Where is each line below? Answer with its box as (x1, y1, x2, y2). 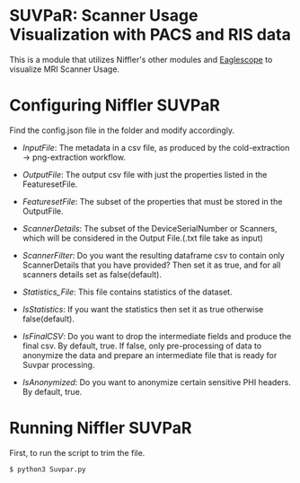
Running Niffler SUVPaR (9, 418, 192, 438)
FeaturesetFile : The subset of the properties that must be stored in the (22, 196, 283, 206)
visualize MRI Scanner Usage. (9, 64, 119, 75)
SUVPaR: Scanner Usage (9, 5, 199, 26)
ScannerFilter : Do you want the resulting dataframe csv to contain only (22, 250, 285, 260)
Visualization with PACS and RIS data (9, 24, 292, 45)
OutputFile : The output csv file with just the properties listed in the (22, 169, 268, 180)
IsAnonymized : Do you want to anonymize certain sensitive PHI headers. (22, 376, 292, 387)
